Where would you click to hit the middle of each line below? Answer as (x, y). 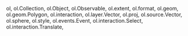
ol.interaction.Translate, (35, 27)
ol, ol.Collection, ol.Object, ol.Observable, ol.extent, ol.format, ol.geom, (93, 8)
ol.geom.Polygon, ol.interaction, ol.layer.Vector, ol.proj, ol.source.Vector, (94, 15)
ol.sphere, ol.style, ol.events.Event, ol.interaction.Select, (75, 21)
